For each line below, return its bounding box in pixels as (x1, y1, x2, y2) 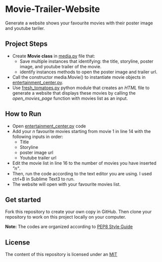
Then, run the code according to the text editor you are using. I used (12, 170, 152, 176)
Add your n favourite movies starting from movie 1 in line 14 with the (12, 128, 151, 134)
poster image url (19, 149, 54, 155)
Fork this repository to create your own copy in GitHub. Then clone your (5, 209, 152, 215)
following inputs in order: (12, 133, 63, 139)
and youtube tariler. (5, 25, 45, 31)
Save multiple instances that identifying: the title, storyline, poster (19, 58, 154, 64)
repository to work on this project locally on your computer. (5, 214, 126, 220)
